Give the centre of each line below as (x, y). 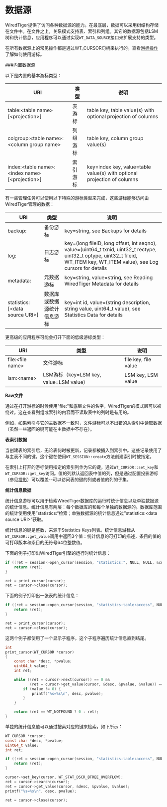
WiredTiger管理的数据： (30, 204)
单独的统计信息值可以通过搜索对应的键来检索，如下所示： (64, 726)
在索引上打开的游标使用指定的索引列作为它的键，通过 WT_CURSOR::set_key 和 (82, 467)
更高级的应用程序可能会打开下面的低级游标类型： (55, 337)
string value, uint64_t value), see (102, 309)
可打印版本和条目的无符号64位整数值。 (45, 542)
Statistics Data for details (93, 315)
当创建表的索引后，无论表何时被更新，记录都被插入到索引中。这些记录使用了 (83, 450)
